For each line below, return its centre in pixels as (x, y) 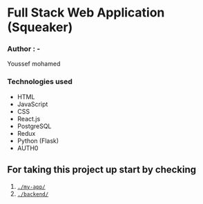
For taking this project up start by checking (102, 170)
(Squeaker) (40, 27)
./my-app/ (31, 187)
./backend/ (33, 194)
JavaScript (32, 104)
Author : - (24, 49)
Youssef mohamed (34, 64)
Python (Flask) (38, 141)
